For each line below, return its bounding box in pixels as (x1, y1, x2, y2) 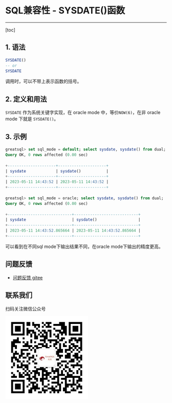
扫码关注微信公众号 (5, 305, 46, 312)
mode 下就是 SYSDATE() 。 (5, 116, 59, 122)
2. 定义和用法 (5, 94, 47, 103)
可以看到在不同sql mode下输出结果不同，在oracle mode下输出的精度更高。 (5, 243, 164, 250)
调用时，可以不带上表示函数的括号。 (5, 78, 82, 85)
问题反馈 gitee (12, 274, 43, 280)
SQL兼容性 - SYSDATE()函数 (5, 5, 125, 16)
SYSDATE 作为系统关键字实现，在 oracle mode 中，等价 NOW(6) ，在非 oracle (5, 109, 161, 116)
